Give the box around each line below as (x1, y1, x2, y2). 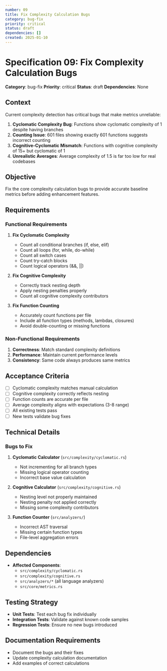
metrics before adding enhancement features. (5, 191, 100, 197)
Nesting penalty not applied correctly (19, 499, 97, 505)
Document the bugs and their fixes (12, 650, 84, 656)
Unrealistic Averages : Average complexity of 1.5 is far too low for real (12, 153, 156, 159)
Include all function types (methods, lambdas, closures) (19, 318, 135, 324)
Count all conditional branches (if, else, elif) (19, 242, 110, 248)
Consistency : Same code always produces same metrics (12, 357, 131, 363)
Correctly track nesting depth (19, 283, 81, 289)
